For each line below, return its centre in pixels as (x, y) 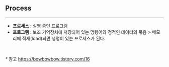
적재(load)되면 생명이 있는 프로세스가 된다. (64, 38)
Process (18, 8)
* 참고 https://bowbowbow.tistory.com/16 (48, 59)
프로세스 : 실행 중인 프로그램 (40, 26)
